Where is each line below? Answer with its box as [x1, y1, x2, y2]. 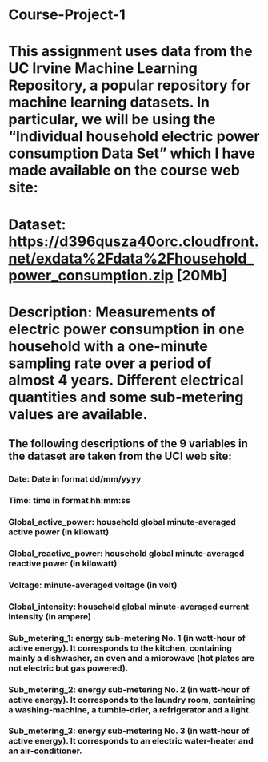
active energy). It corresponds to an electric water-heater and [8, 736, 254, 747]
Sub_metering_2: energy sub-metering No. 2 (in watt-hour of [8, 683, 250, 695]
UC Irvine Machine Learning [8, 59, 198, 78]
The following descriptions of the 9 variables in [8, 437, 248, 450]
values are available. [8, 405, 148, 423]
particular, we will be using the [8, 111, 216, 129]
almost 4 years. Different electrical [8, 371, 244, 389]
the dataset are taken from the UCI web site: [8, 450, 232, 463]
